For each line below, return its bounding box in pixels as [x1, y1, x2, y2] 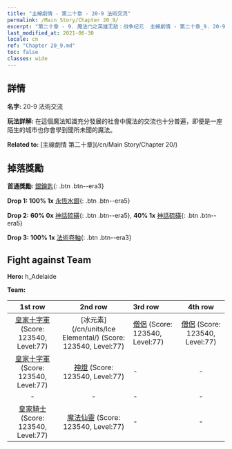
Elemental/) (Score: [61, 333, 126, 342]
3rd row [133, 302, 159, 312]
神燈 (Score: [73, 363, 114, 372]
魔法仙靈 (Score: [66, 413, 121, 423]
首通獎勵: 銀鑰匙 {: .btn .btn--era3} [7, 182, 105, 190]
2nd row [79, 302, 108, 312]
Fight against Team [7, 254, 92, 266]
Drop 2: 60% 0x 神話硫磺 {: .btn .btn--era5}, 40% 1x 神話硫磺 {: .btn [7, 212, 199, 220]
